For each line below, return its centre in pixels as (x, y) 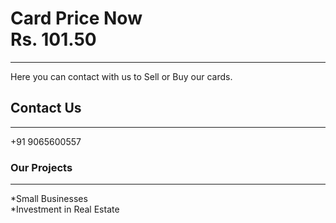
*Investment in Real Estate (65, 209)
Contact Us (46, 108)
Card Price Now (76, 18)
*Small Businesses (49, 199)
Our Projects (41, 167)
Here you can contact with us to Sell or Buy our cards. (121, 76)
